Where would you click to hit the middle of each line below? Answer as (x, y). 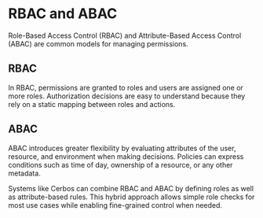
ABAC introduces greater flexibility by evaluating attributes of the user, (122, 148)
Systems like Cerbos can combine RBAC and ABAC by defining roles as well (131, 188)
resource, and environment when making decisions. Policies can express (126, 156)
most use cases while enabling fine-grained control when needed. (115, 205)
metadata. (24, 173)
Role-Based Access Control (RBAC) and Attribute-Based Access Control (125, 35)
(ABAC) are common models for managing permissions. (98, 43)
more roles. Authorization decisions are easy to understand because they (127, 96)
